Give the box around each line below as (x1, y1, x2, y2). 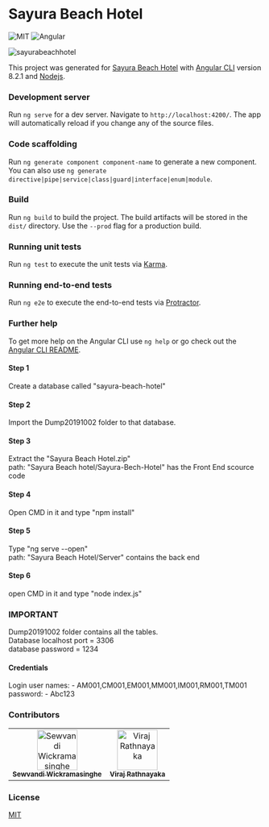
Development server (8, 91, 90, 102)
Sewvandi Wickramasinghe (12, 769, 102, 779)
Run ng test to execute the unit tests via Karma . (8, 260, 168, 269)
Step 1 (8, 364, 30, 373)
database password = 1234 (8, 644, 99, 654)
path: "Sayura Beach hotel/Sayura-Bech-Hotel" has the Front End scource (8, 463, 255, 472)
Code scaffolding (8, 139, 78, 150)
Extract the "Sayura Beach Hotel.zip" (8, 454, 131, 463)
